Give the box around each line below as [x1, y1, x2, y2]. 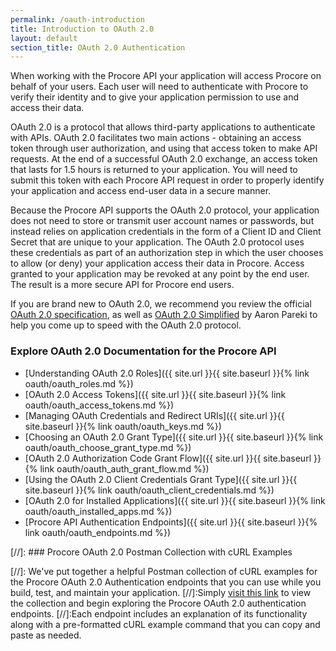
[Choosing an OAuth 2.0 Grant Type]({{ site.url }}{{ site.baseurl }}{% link [24, 431, 324, 443]
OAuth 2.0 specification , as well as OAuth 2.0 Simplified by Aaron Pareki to [10, 309, 318, 321]
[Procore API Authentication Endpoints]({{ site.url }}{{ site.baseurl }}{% [24, 516, 318, 528]
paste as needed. [10, 629, 82, 641]
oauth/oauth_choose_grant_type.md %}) [24, 441, 192, 453]
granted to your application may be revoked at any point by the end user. [10, 268, 310, 280]
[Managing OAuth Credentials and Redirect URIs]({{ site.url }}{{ [24, 409, 285, 421]
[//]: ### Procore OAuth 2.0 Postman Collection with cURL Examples [10, 546, 293, 558]
